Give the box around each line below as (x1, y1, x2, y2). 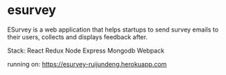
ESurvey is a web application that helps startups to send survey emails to (7, 25, 219, 34)
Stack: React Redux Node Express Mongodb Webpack (7, 46, 165, 55)
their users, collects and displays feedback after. (7, 32, 148, 41)
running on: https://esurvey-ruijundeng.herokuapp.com (7, 60, 167, 68)
